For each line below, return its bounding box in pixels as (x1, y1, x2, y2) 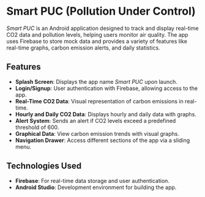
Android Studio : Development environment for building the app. (15, 184, 177, 191)
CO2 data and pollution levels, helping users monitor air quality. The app (6, 31, 188, 38)
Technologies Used (6, 161, 81, 171)
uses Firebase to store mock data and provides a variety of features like (6, 37, 188, 45)
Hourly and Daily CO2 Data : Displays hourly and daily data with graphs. (15, 110, 197, 117)
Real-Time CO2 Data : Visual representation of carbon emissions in (15, 97, 184, 105)
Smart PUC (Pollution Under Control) (6, 4, 196, 18)
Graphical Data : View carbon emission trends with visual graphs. (15, 130, 179, 137)
